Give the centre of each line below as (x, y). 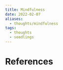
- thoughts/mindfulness (34, 23)
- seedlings (22, 37)
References (29, 62)
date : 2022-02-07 (23, 14)
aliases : (14, 19)
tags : (11, 28)
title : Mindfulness (25, 10)
